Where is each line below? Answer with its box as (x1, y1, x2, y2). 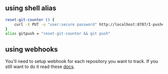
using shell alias (5, 4, 56, 12)
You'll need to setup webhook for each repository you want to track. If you (5, 58, 158, 64)
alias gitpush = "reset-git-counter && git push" (5, 31, 111, 36)
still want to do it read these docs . (5, 63, 75, 69)
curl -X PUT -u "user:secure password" (14, 22, 97, 27)
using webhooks (5, 45, 58, 53)
